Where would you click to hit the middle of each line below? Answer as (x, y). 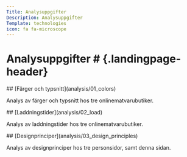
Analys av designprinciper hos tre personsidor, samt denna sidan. (89, 148)
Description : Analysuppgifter (45, 18)
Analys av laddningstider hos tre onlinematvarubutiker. (75, 124)
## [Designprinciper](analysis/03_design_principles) (72, 136)
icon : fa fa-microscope (37, 29)
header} (27, 72)
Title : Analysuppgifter (37, 12)
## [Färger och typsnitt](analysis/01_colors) (61, 89)
